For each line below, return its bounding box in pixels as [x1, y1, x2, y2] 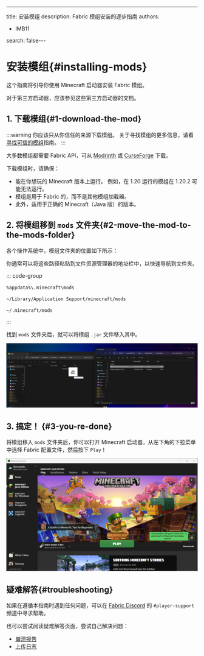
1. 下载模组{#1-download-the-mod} [6, 114, 141, 124]
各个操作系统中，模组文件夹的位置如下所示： [6, 247, 118, 254]
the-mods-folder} [6, 230, 75, 241]
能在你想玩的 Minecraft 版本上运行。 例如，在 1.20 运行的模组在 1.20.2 [15, 177, 191, 185]
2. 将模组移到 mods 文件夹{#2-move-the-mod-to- [6, 220, 191, 230]
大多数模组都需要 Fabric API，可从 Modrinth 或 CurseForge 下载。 [6, 152, 171, 159]
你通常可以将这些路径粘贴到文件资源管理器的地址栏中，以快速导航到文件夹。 [6, 259, 198, 267]
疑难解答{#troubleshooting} [6, 584, 114, 594]
